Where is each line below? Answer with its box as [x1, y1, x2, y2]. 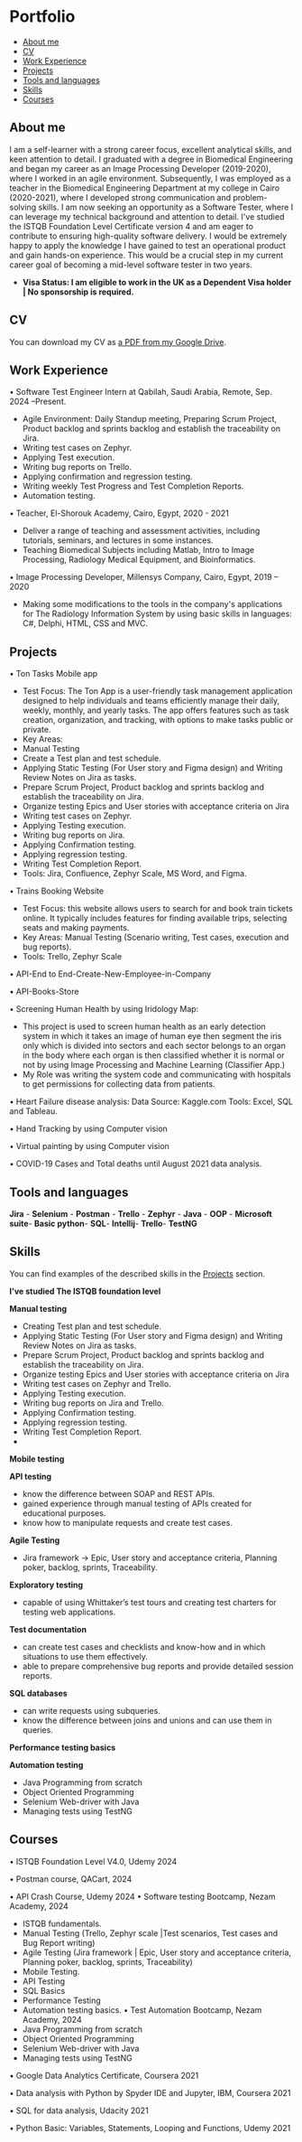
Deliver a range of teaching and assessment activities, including [22, 526, 261, 537]
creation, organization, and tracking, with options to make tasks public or [22, 715, 294, 725]
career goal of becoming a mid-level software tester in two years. [9, 259, 252, 270]
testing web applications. [22, 1606, 116, 1617]
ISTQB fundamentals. [22, 1918, 102, 1929]
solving [9, 201, 37, 212]
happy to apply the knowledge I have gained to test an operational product [9, 239, 287, 250]
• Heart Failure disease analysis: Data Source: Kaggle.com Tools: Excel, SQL [9, 1096, 294, 1108]
